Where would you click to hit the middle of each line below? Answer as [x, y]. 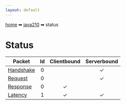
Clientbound [65, 61]
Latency [17, 95]
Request [18, 78]
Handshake [21, 70]
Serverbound [102, 61]
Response [20, 86]
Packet [21, 61]
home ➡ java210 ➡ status [32, 24]
